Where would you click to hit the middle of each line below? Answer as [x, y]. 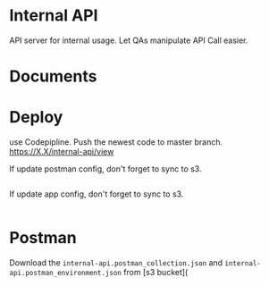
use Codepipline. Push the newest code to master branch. [116, 142]
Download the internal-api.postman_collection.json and [116, 263]
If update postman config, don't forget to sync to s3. [105, 169]
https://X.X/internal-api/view [62, 152]
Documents [53, 76]
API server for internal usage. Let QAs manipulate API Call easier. [129, 40]
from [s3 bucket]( [156, 272]
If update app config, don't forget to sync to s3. [97, 194]
